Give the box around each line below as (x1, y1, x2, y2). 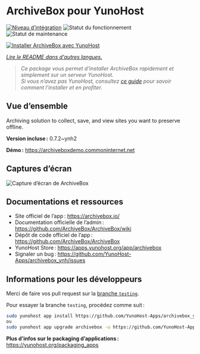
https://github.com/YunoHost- (57, 250, 132, 257)
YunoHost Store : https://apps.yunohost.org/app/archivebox (14, 244, 162, 251)
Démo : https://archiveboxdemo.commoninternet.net (6, 146, 135, 153)
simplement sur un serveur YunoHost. (20, 71, 114, 78)
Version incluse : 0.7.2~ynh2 (6, 135, 77, 142)
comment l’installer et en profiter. (20, 83, 102, 91)
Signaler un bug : (14, 250, 57, 257)
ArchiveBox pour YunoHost (6, 4, 144, 18)
